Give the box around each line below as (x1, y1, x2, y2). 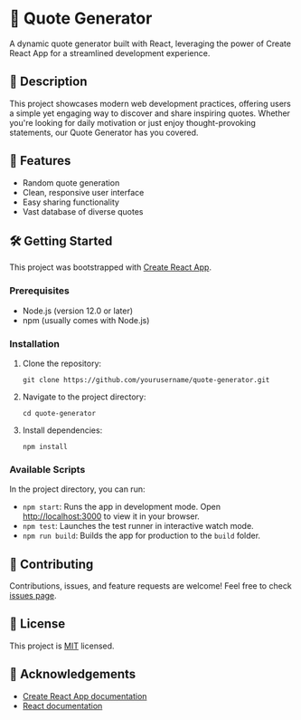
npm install (22, 442, 68, 451)
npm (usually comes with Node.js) (22, 314, 150, 325)
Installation (9, 337, 61, 350)
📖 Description (9, 74, 88, 90)
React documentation (22, 700, 103, 711)
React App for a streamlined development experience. (9, 47, 211, 58)
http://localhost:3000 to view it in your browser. (22, 511, 201, 522)
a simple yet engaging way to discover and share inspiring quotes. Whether (9, 108, 291, 119)
